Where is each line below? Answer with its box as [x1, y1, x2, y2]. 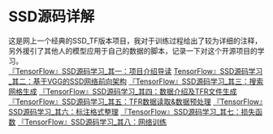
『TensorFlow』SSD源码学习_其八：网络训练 [17, 117, 167, 127]
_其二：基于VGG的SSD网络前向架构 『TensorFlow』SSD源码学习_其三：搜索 [8, 76, 264, 86]
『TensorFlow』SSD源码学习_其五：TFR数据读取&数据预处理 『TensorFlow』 [8, 97, 263, 106]
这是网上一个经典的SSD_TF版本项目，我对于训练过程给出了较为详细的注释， [8, 36, 262, 45]
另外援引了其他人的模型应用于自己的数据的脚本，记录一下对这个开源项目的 [8, 45, 258, 55]
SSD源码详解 [8, 7, 95, 26]
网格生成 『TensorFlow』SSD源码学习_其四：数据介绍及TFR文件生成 [8, 86, 237, 96]
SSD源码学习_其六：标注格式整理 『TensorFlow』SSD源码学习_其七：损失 [8, 106, 256, 116]
